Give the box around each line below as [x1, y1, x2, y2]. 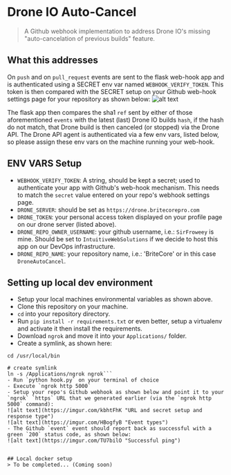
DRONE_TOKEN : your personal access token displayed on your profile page [17, 212, 223, 221]
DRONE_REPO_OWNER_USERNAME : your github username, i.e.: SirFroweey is [17, 227, 214, 236]
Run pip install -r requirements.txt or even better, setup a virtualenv [17, 317, 223, 326]
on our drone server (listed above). [17, 220, 117, 228]
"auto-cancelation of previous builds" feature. [24, 34, 156, 42]
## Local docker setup [7, 456, 73, 463]
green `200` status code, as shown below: [7, 431, 131, 438]
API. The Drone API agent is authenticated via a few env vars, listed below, [7, 130, 219, 138]
